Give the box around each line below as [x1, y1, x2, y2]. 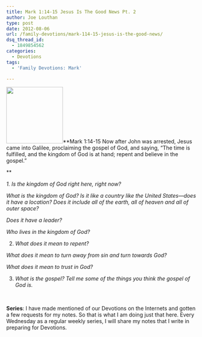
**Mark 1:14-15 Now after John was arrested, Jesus [63, 138, 192, 145]
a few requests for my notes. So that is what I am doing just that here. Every [6, 311, 195, 318]
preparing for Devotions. [6, 324, 68, 332]
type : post [6, 20, 34, 26]
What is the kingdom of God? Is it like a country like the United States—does [6, 192, 197, 200]
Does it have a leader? [6, 216, 62, 224]
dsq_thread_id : [6, 37, 45, 43]
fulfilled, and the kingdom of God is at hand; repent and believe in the [6, 151, 178, 158]
